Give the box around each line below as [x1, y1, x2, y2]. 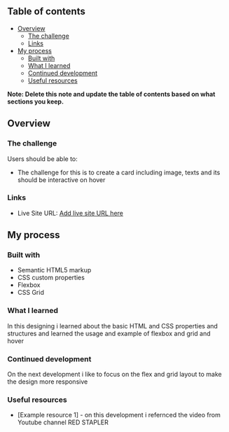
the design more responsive [7, 377, 88, 386]
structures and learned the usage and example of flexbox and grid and [7, 329, 211, 337]
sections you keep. [7, 97, 64, 106]
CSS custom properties [17, 273, 85, 282]
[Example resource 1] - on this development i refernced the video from [17, 411, 221, 419]
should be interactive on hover [17, 175, 106, 184]
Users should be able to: [7, 154, 78, 163]
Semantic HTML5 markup [17, 266, 92, 274]
